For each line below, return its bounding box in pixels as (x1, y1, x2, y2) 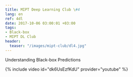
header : (5, 39, 21, 44)
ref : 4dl (5, 16, 23, 21)
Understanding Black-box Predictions (5, 57, 81, 62)
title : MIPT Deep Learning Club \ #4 (5, 7, 80, 12)
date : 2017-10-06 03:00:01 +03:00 (5, 20, 76, 26)
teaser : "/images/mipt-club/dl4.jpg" (9, 43, 87, 48)
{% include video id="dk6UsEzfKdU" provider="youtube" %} (5, 66, 129, 72)
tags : (5, 25, 16, 30)
